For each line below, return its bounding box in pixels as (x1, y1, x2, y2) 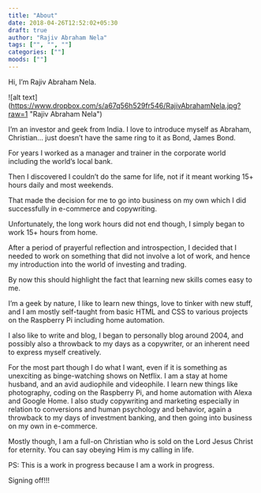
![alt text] (8, 92, 38, 102)
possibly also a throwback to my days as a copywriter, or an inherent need (8, 338, 250, 348)
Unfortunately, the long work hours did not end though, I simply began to (8, 218, 245, 229)
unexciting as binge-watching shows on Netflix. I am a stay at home (8, 371, 228, 380)
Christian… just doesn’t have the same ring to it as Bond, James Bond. (8, 133, 237, 142)
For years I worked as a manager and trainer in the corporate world (8, 148, 226, 158)
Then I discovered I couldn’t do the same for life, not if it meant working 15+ (8, 171, 254, 181)
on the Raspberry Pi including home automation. (8, 315, 166, 324)
